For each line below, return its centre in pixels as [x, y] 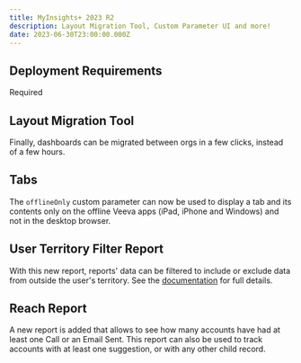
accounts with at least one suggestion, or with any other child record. [138, 349]
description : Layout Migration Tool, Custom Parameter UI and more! [140, 26]
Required [26, 93]
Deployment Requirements [86, 71]
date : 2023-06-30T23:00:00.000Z [70, 34]
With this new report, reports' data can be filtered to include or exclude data [150, 270]
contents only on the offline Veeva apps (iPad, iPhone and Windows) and [144, 211]
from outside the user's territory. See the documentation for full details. [141, 280]
